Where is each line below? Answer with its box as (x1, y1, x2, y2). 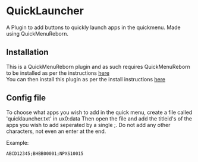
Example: (6, 139, 29, 146)
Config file (6, 93, 46, 103)
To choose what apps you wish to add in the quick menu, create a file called (6, 109, 193, 116)
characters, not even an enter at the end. (6, 128, 106, 135)
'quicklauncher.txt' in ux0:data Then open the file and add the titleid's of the (6, 115, 192, 122)
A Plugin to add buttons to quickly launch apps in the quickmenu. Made (6, 24, 181, 31)
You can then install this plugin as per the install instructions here (6, 75, 165, 82)
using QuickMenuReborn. (6, 30, 68, 37)
